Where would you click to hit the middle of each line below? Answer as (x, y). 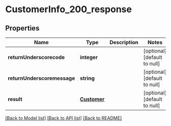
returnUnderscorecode (36, 57)
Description (124, 42)
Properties (22, 28)
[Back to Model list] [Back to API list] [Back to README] (64, 118)
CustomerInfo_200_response (69, 9)
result (15, 99)
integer (89, 57)
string (87, 78)
